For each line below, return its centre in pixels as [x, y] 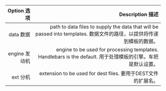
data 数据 [20, 34]
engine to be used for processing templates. [107, 50]
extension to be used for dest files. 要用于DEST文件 [99, 73]
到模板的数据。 [141, 41]
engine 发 [19, 54]
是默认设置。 [143, 64]
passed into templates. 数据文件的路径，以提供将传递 [97, 34]
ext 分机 [21, 77]
